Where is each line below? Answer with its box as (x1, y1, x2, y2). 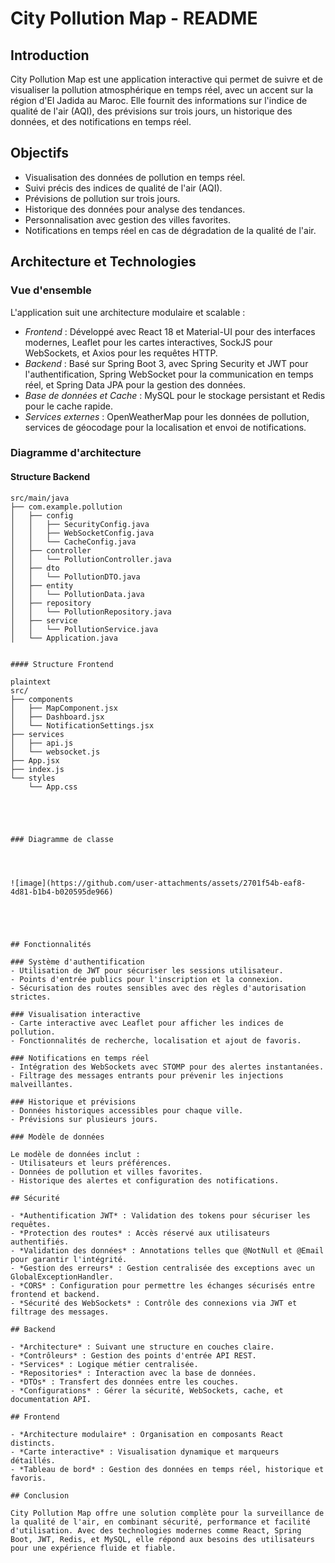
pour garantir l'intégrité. (10, 1254, 128, 1264)
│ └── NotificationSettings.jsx (10, 720, 155, 731)
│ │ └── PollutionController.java (10, 554, 172, 564)
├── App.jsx (10, 755, 60, 766)
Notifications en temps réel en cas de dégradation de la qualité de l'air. (24, 224, 317, 236)
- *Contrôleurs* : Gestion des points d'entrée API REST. (10, 1350, 257, 1361)
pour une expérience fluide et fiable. (10, 1543, 177, 1553)
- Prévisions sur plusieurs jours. (10, 1114, 159, 1124)
